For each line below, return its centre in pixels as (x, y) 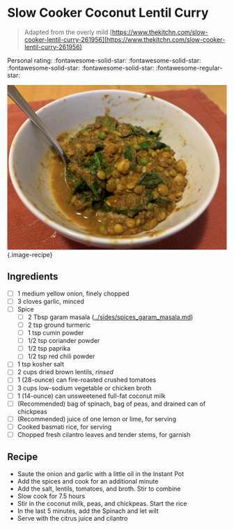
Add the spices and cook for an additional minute (88, 481)
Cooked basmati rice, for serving (64, 427)
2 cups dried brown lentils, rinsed (65, 372)
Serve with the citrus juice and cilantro (72, 518)
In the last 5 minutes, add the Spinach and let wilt (88, 511)
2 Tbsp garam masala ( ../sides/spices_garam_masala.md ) (110, 317)
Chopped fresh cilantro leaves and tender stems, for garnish (104, 434)
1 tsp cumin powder (56, 333)
